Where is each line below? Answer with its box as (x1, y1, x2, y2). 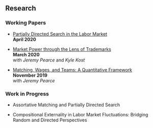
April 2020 (12, 36, 37, 42)
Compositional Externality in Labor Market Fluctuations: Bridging (12, 111, 148, 117)
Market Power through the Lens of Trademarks (12, 46, 111, 52)
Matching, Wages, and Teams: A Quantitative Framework (12, 67, 133, 73)
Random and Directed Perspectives (12, 117, 88, 123)
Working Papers (5, 19, 46, 26)
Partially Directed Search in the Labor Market (12, 30, 108, 37)
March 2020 (12, 51, 40, 57)
